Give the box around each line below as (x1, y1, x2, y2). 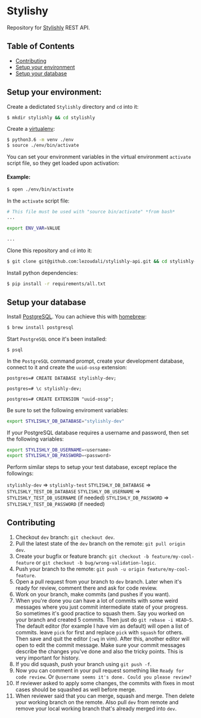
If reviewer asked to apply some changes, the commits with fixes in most (15, 679, 194, 686)
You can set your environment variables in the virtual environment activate (7, 154, 191, 161)
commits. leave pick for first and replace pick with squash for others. (15, 628, 184, 636)
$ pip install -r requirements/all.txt (7, 281, 106, 287)
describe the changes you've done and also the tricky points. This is (15, 648, 184, 655)
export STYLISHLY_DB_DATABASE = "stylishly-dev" (7, 418, 125, 425)
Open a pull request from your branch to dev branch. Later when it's (15, 578, 183, 585)
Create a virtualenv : (7, 125, 55, 133)
